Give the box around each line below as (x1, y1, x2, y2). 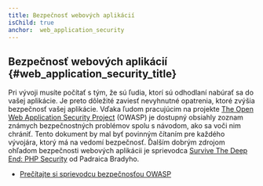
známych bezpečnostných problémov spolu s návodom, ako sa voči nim (8, 121, 241, 131)
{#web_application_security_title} (8, 67, 177, 80)
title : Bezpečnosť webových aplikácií (8, 11, 135, 20)
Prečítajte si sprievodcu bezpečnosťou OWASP (19, 170, 171, 179)
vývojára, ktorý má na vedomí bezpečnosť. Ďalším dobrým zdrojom (8, 138, 225, 147)
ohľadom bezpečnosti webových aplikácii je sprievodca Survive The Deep (8, 146, 248, 156)
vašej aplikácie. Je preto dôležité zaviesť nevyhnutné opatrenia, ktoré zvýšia (8, 96, 255, 106)
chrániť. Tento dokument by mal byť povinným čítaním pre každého (8, 130, 225, 139)
